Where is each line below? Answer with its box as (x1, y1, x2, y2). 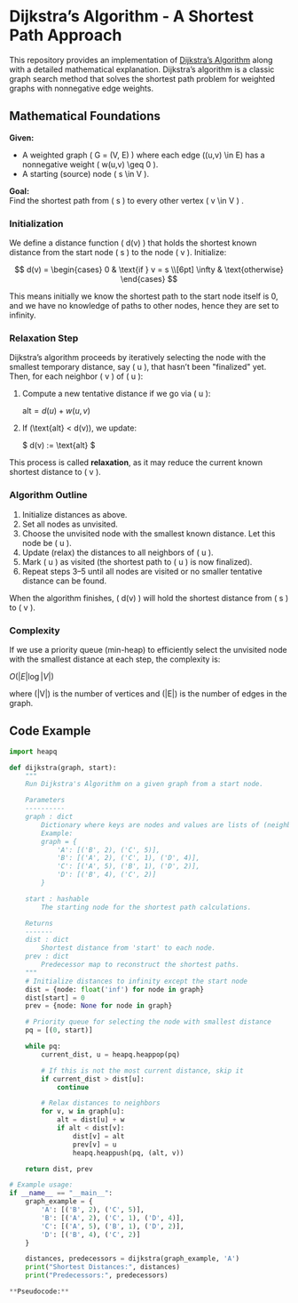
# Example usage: (9, 1180, 74, 1189)
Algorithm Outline (9, 489, 88, 502)
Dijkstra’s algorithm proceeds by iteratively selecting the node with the (9, 352, 266, 363)
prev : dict (25, 952, 69, 961)
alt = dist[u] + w (56, 1115, 125, 1124)
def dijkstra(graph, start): (9, 763, 117, 772)
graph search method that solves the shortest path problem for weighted (9, 73, 275, 84)
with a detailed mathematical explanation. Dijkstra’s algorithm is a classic (9, 64, 275, 75)
